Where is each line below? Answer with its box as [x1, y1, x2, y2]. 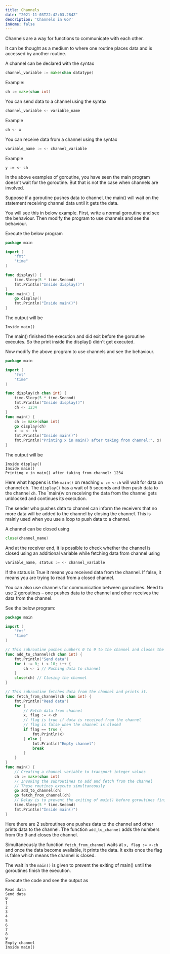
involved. [5, 184, 24, 190]
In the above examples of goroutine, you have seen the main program [5, 174, 150, 180]
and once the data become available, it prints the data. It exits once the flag [5, 847, 162, 853]
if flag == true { [23, 727, 62, 732]
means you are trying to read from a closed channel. [5, 575, 115, 581]
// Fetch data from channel [23, 708, 82, 713]
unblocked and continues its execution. [5, 495, 87, 502]
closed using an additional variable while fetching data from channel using [5, 550, 160, 556]
